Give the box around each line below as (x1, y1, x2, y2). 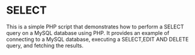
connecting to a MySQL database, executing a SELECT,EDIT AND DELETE (6, 35, 189, 43)
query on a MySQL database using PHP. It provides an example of (6, 29, 170, 36)
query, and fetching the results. (6, 42, 84, 49)
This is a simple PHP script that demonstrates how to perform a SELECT (6, 23, 184, 30)
